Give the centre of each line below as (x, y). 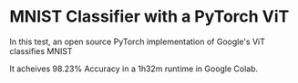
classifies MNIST (41, 51)
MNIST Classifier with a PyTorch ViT (149, 17)
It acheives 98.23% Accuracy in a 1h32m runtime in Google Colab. (134, 69)
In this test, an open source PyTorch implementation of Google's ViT (138, 41)
